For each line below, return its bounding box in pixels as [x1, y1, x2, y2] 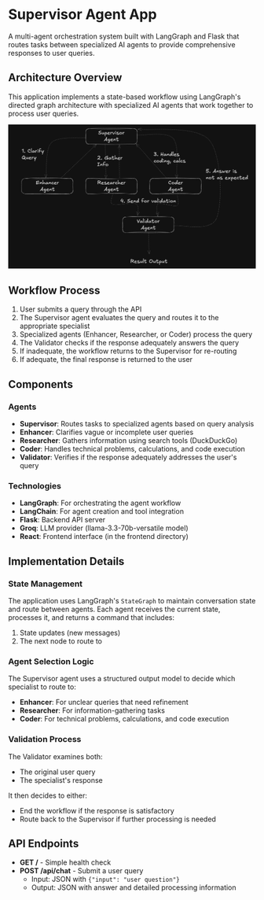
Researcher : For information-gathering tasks [19, 706, 165, 715]
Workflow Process [8, 283, 101, 297]
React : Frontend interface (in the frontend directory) [19, 532, 189, 541]
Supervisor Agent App [8, 6, 157, 24]
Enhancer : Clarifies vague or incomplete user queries [19, 427, 194, 437]
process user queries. [8, 109, 79, 118]
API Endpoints [8, 837, 79, 850]
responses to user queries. [8, 48, 95, 57]
